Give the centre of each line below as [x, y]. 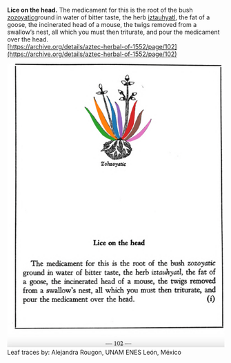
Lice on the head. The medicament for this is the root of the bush [100, 10]
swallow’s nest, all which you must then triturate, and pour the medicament [113, 32]
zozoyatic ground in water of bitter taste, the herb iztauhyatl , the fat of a [109, 17]
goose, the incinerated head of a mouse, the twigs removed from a [102, 25]
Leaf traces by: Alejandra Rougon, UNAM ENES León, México [94, 353]
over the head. [28, 39]
